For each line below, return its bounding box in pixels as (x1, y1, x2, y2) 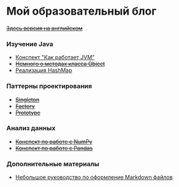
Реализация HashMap (15, 67, 72, 74)
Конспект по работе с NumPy (15, 137, 93, 145)
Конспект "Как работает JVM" (15, 54, 95, 61)
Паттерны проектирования (6, 82, 93, 90)
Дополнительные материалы (6, 159, 100, 168)
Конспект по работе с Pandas (15, 144, 93, 152)
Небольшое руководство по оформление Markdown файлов (15, 174, 173, 181)
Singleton (15, 96, 40, 103)
